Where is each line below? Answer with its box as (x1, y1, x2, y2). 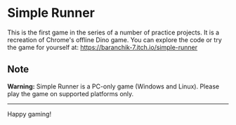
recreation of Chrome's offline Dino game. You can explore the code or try (7, 35, 223, 44)
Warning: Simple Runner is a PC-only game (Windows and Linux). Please (7, 82, 220, 91)
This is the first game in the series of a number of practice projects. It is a (7, 28, 220, 37)
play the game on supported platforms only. (7, 89, 134, 98)
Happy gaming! (7, 110, 51, 118)
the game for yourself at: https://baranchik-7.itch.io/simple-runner (7, 43, 198, 51)
